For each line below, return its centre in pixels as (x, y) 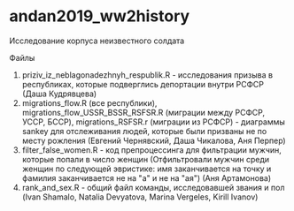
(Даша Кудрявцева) (59, 94)
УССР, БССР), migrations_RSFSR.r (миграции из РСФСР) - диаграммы (154, 122)
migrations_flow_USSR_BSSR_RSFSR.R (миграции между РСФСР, (143, 112)
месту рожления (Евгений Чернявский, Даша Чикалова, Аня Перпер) (154, 140)
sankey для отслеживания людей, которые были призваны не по (144, 131)
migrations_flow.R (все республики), (89, 102)
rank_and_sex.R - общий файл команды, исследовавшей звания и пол (153, 187)
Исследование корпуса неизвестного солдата (97, 41)
